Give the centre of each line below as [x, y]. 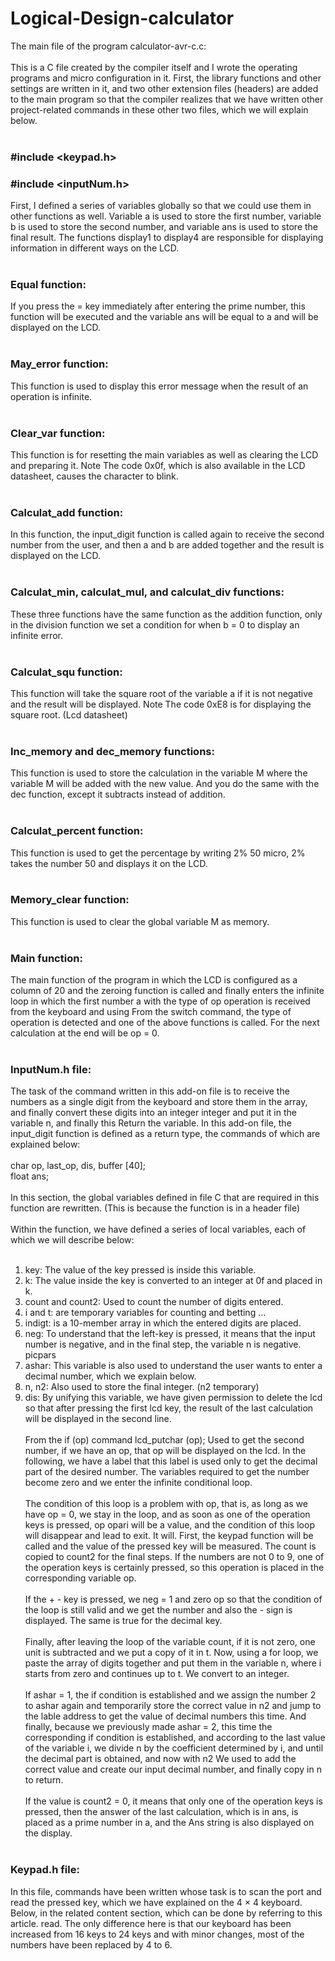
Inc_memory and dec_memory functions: [112, 751]
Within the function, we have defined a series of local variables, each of [158, 1229]
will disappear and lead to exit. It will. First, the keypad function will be [169, 1536]
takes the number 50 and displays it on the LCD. [109, 863]
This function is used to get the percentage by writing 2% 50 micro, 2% [158, 853]
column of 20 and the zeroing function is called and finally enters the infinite [167, 991]
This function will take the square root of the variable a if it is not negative [162, 693]
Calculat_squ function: [66, 672]
